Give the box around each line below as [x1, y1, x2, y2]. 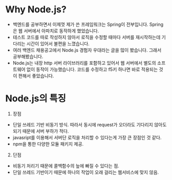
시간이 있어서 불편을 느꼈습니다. [26, 40, 90, 47]
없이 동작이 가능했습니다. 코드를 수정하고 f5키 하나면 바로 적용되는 [26, 66, 158, 73]
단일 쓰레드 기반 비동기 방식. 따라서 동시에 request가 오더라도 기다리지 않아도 [12, 121, 167, 128]
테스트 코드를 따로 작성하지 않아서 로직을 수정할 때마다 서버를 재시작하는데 [12, 34, 161, 40]
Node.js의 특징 [5, 93, 67, 104]
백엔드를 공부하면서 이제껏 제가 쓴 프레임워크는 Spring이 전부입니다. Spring [12, 21, 164, 27]
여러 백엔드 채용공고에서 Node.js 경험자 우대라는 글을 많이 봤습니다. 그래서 [12, 47, 162, 53]
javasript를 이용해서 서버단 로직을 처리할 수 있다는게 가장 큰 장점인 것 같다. [12, 134, 162, 140]
